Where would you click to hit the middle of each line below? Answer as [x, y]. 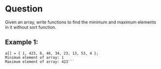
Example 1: [22, 42]
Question [24, 9]
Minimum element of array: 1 [34, 57]
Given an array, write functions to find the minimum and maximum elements [80, 22]
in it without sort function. [31, 27]
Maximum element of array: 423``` [40, 62]
